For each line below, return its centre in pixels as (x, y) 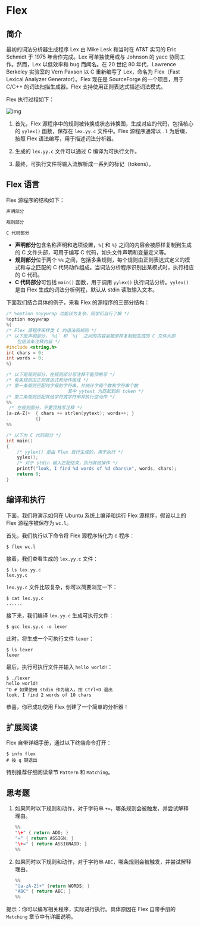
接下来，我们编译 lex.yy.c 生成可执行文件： (60, 615)
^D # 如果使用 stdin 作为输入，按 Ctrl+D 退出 (60, 690)
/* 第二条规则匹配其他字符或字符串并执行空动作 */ (61, 397)
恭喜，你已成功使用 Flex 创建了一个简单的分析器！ (68, 707)
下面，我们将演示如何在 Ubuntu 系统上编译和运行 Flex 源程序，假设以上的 (96, 515)
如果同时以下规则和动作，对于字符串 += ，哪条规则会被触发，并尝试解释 (102, 808)
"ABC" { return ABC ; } (43, 891)
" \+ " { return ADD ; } (42, 833)
